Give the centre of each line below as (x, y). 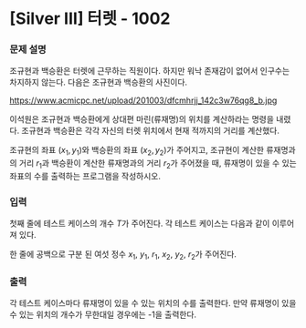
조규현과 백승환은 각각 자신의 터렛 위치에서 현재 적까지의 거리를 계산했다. (151, 131)
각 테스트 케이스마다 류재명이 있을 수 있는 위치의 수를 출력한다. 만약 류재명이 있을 (153, 303)
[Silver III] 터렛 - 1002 (90, 19)
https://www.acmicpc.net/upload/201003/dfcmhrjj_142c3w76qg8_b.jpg (143, 100)
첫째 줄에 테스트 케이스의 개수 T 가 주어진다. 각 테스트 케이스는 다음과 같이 (140, 223)
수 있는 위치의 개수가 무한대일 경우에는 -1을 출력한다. (103, 314)
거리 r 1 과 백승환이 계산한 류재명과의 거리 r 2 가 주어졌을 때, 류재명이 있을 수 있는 (158, 164)
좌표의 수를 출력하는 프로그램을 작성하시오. (85, 176)
